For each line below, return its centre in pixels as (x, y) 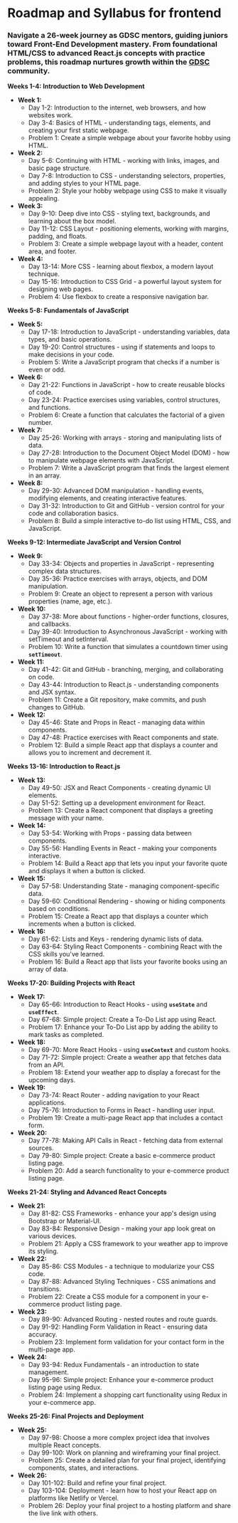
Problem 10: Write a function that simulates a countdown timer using (128, 647)
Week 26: (32, 1475)
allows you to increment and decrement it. (90, 753)
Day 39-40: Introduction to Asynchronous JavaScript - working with (128, 632)
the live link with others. (63, 1513)
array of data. (48, 969)
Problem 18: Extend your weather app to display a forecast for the (124, 1073)
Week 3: (30, 206)
